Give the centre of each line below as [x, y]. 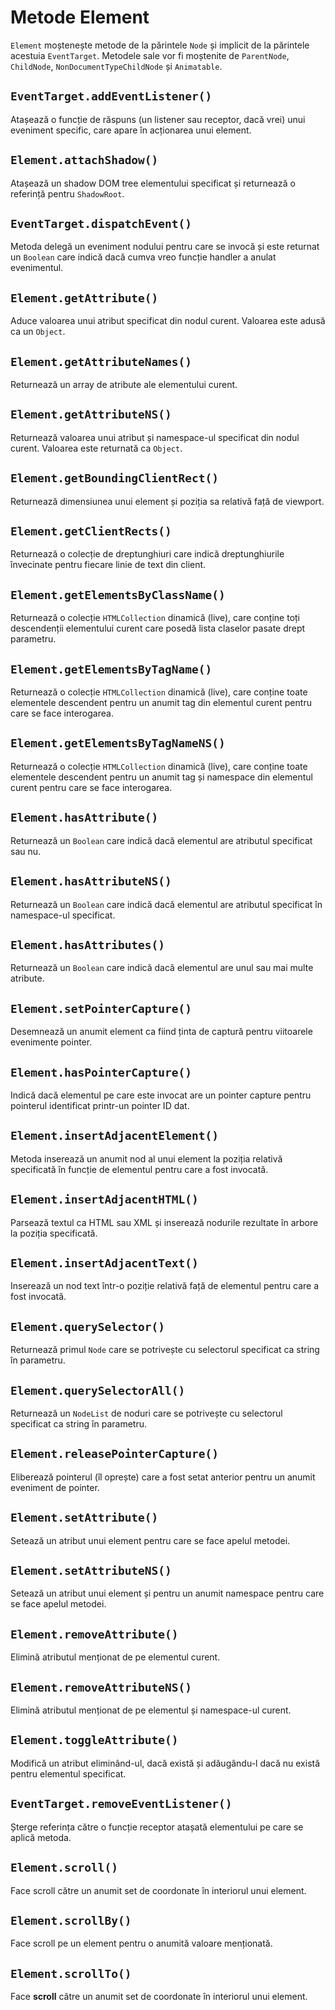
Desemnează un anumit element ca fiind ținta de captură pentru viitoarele [161, 1032]
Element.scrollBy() [71, 1920]
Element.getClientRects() [91, 531]
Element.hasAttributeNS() [91, 881]
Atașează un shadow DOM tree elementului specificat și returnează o [153, 183]
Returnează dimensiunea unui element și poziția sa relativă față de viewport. [167, 501]
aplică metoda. [41, 1837]
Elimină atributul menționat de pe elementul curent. [115, 1657]
